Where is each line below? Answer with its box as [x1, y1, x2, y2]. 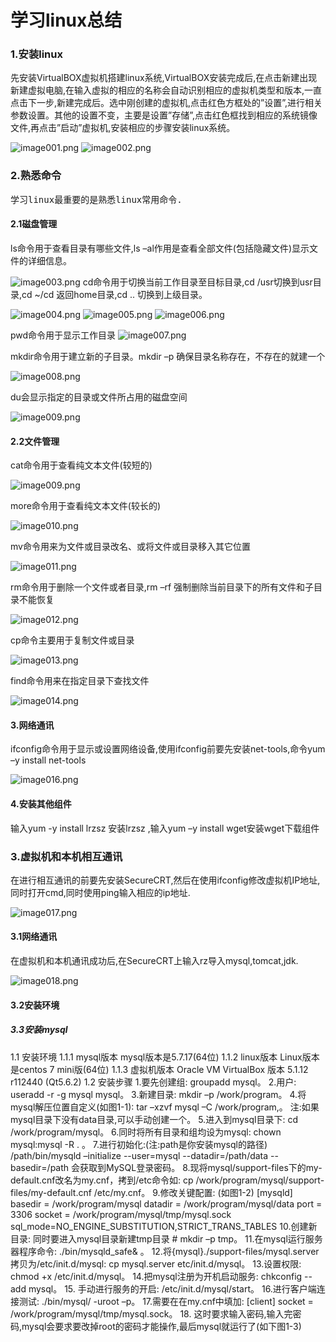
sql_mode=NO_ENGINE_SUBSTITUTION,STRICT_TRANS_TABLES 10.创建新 [10, 1220, 318, 1232]
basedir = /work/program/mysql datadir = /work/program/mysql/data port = [10, 1197, 323, 1210]
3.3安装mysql [10, 1024, 68, 1036]
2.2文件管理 [10, 435, 60, 447]
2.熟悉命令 [10, 169, 62, 183]
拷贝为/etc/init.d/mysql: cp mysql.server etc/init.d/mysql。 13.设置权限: [10, 1257, 302, 1270]
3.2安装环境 [10, 999, 60, 1011]
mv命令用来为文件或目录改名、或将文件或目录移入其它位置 [10, 541, 251, 553]
